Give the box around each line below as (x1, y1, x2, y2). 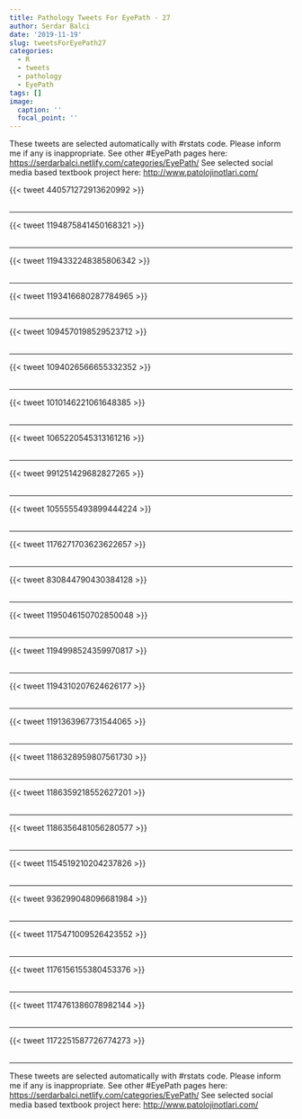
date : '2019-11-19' (9, 30, 83, 39)
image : (9, 96, 34, 106)
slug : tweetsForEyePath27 (9, 38, 106, 48)
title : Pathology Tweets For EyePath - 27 (9, 13, 171, 23)
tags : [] (9, 88, 42, 97)
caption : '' (17, 105, 63, 114)
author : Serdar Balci (9, 22, 91, 31)
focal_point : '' (17, 113, 78, 122)
